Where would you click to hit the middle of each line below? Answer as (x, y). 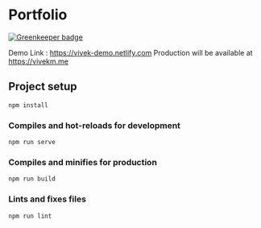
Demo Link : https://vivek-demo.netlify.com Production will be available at (130, 52)
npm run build (32, 179)
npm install (28, 105)
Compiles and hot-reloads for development (95, 125)
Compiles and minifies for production (83, 162)
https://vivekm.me (38, 61)
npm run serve (32, 143)
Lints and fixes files (48, 199)
